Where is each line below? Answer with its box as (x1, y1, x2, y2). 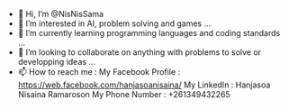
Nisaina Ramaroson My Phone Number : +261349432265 (17, 89, 231, 99)
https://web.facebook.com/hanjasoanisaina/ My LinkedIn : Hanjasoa (17, 79, 271, 90)
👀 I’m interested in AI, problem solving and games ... (17, 18, 212, 29)
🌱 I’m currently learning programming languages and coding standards (17, 28, 281, 38)
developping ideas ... (17, 57, 96, 67)
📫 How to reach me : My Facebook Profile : (17, 67, 181, 77)
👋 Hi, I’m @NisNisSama (17, 9, 104, 19)
